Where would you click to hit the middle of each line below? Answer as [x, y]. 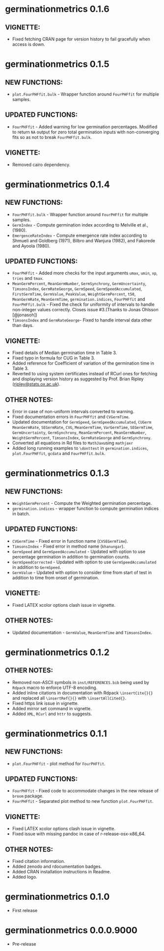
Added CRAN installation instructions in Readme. [62, 871]
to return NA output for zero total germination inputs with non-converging [86, 132]
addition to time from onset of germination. [55, 578]
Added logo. [25, 877]
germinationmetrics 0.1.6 [57, 9]
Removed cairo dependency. [41, 164]
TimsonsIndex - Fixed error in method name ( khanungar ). [68, 546]
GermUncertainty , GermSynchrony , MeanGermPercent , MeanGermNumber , [79, 432]
